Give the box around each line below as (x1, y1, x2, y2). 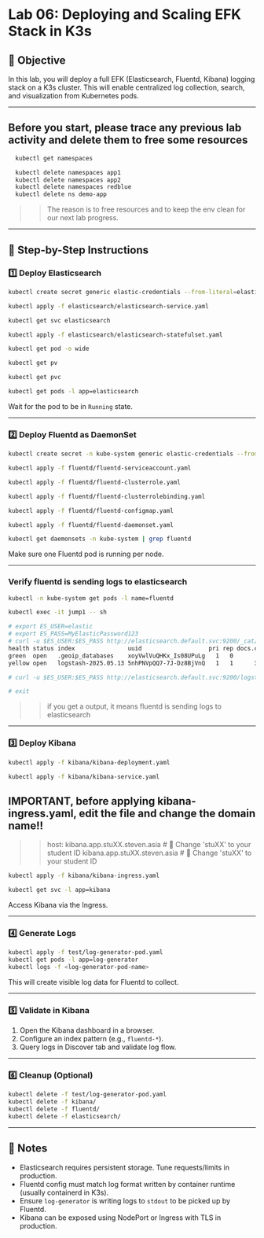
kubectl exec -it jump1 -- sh (8, 608, 108, 617)
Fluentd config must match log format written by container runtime (19, 1179, 236, 1188)
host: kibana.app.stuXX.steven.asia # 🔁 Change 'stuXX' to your (46, 840, 251, 849)
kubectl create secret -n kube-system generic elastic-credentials (8, 450, 234, 458)
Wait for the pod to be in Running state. (8, 401, 134, 411)
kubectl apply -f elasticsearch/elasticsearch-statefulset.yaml (8, 330, 223, 339)
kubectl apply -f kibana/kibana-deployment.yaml (8, 758, 170, 766)
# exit (8, 687, 30, 695)
